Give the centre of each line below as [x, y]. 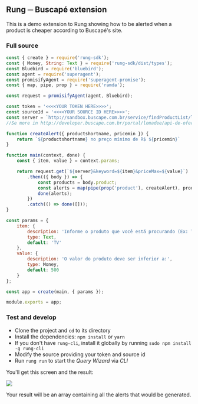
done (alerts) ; [55, 193]
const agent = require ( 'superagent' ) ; [54, 74]
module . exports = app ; [34, 302]
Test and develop [32, 317]
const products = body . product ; [77, 183]
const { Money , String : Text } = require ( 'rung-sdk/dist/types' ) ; [89, 63]
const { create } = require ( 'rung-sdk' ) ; [58, 58]
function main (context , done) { [46, 155]
